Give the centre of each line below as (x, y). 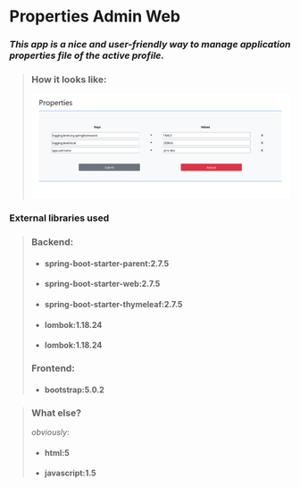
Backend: (52, 242)
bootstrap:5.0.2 (74, 390)
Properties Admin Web (95, 17)
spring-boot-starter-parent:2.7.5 (107, 263)
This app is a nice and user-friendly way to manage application (150, 45)
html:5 (57, 452)
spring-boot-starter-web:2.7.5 (102, 284)
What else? (56, 413)
